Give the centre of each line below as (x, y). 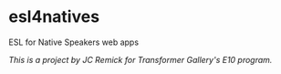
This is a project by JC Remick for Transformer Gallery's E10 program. (140, 59)
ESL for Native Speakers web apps (73, 42)
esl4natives (54, 17)
